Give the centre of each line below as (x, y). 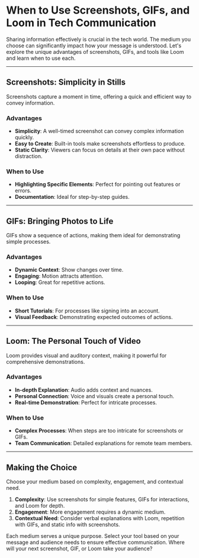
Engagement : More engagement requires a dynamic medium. (90, 512)
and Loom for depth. (40, 505)
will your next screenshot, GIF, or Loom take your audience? (79, 549)
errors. (23, 191)
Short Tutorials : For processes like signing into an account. (87, 311)
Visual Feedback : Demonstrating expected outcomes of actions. (94, 317)
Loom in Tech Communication (81, 23)
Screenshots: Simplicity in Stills (66, 83)
